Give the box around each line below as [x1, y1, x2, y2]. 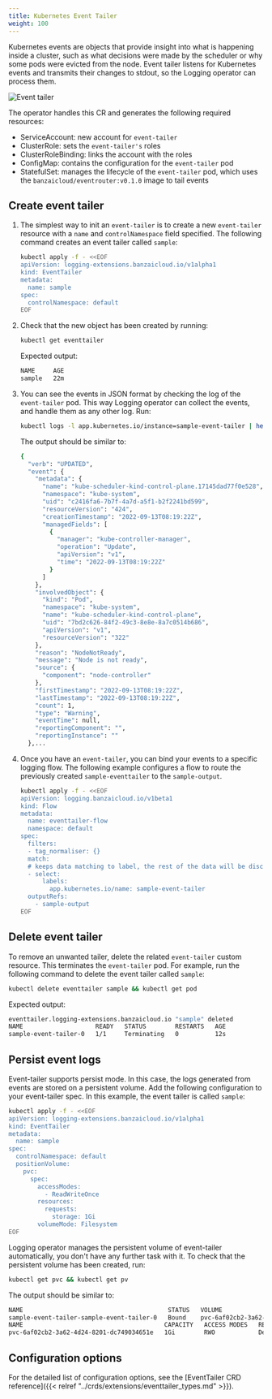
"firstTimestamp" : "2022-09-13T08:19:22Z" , [35, 686, 184, 694]
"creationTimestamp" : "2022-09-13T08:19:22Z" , [41, 512, 202, 520]
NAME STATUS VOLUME [8, 1306, 223, 1314]
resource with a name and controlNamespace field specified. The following [19, 229, 261, 239]
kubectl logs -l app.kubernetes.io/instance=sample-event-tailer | [19, 421, 253, 430]
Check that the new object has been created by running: [19, 321, 209, 330]
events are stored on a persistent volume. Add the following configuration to [8, 1082, 262, 1092]
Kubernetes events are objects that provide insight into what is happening [8, 41, 254, 51]
